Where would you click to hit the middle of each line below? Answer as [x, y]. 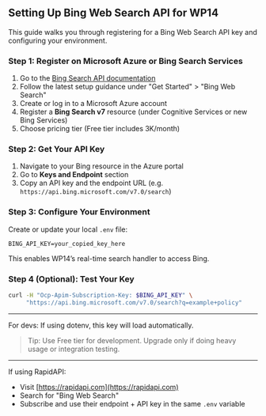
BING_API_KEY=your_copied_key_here [67, 244]
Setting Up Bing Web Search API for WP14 [114, 13]
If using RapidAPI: [37, 372]
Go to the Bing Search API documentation [87, 78]
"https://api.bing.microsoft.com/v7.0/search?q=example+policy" [134, 303]
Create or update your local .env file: [68, 229]
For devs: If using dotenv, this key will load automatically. [101, 325]
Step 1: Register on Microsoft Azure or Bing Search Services [125, 61]
